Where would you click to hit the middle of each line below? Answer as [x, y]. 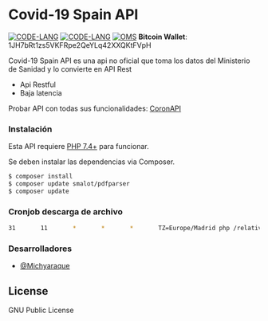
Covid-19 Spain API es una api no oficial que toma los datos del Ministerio [129, 61]
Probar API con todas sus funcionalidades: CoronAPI [95, 108]
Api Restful [37, 84]
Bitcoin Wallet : [163, 37]
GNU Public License [41, 310]
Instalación [30, 129]
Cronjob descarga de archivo [66, 211]
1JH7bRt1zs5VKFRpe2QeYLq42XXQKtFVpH [80, 45]
